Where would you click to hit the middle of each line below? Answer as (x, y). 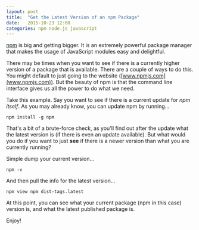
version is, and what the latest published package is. (71, 209)
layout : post (22, 12)
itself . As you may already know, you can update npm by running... (88, 106)
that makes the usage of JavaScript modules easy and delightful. (86, 52)
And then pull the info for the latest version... (61, 181)
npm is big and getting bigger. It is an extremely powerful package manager (99, 45)
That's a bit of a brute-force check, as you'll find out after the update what (97, 128)
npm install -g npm (30, 117)
